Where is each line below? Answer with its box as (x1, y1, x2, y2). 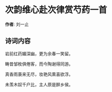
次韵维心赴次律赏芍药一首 (5, 4, 108, 15)
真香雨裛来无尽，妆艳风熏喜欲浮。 (5, 71, 73, 77)
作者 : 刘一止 (5, 21, 29, 27)
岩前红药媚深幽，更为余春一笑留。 (5, 50, 73, 56)
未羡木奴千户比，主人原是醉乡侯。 (5, 81, 73, 87)
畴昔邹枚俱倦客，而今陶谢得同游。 (5, 61, 73, 67)
